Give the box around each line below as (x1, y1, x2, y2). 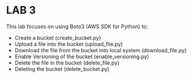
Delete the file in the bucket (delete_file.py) (14, 59, 120, 66)
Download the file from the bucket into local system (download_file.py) (14, 46, 187, 53)
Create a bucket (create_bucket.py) (14, 34, 102, 41)
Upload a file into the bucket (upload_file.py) (14, 40, 123, 48)
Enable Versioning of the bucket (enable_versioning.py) (14, 53, 149, 60)
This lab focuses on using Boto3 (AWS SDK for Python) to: (6, 23, 148, 30)
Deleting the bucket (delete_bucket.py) (14, 65, 110, 72)
